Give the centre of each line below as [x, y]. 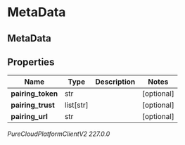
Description [115, 82]
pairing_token [34, 94]
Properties [31, 62]
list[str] [77, 105]
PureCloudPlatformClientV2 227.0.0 [59, 134]
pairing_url [29, 117]
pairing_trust [33, 105]
